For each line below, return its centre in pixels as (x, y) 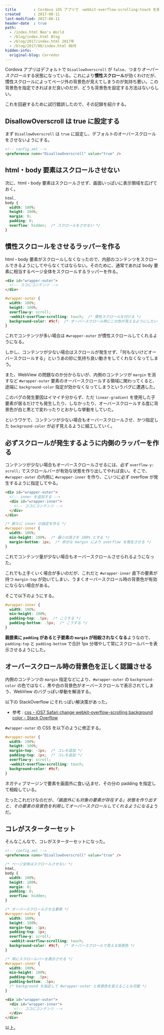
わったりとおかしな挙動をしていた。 (80, 410)
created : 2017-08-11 (32, 14)
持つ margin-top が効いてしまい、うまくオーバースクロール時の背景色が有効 (81, 579)
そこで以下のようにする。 (31, 595)
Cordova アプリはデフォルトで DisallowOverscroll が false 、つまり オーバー (82, 69)
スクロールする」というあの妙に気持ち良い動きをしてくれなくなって (82, 358)
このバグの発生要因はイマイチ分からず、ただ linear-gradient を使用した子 (80, 397)
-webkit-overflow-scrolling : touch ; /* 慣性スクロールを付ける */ (75, 317)
